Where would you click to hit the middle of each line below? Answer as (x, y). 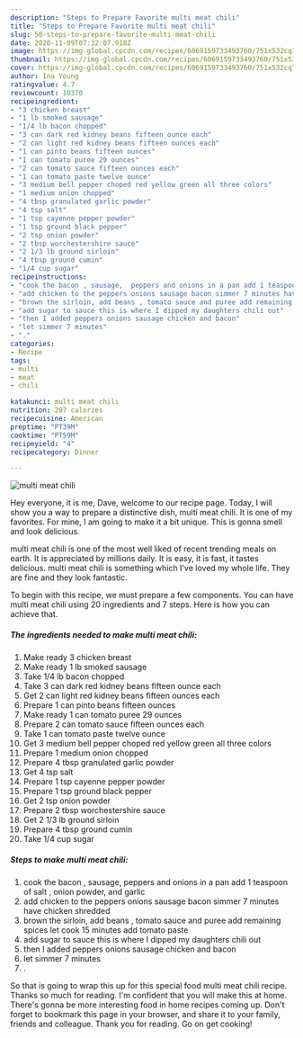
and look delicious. (45, 532)
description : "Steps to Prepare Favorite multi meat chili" (125, 18)
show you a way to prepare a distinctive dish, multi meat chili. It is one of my (151, 513)
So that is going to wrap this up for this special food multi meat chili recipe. (149, 986)
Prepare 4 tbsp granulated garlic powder (98, 763)
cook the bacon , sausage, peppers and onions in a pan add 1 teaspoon (156, 882)
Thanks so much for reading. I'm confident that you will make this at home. (148, 996)
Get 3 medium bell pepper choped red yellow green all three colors (147, 744)
